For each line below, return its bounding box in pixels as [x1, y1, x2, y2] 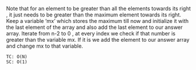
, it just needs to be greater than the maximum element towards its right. [6, 11, 181, 18]
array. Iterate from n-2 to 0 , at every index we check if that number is [6, 30, 176, 37]
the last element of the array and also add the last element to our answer [6, 24, 183, 31]
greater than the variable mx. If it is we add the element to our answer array [6, 36, 190, 43]
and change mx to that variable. [6, 42, 84, 49]
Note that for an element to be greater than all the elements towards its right [6, 5, 191, 12]
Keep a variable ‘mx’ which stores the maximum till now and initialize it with [6, 18, 189, 24]
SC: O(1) [6, 59, 28, 65]
